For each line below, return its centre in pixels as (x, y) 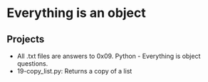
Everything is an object (77, 13)
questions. (32, 64)
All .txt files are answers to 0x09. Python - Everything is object (109, 56)
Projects (26, 39)
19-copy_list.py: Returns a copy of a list (74, 71)
